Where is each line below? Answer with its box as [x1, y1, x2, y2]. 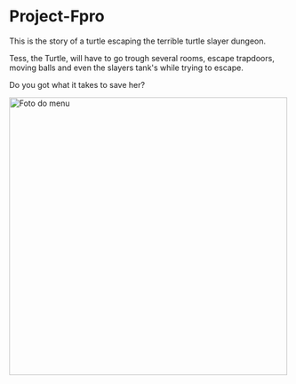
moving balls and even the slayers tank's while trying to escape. [9, 62, 244, 73]
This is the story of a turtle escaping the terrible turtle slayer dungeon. [9, 36, 267, 46]
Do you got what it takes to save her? [9, 79, 145, 90]
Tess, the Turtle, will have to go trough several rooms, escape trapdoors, [9, 52, 276, 63]
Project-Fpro [9, 6, 105, 27]
